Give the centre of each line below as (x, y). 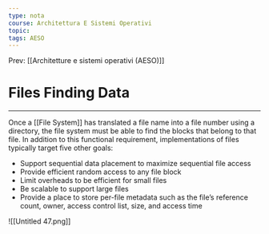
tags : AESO (26, 38)
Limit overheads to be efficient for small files (93, 180)
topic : (19, 30)
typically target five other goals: (61, 148)
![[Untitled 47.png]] (40, 221)
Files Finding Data (69, 93)
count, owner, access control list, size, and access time (111, 206)
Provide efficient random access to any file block (100, 172)
